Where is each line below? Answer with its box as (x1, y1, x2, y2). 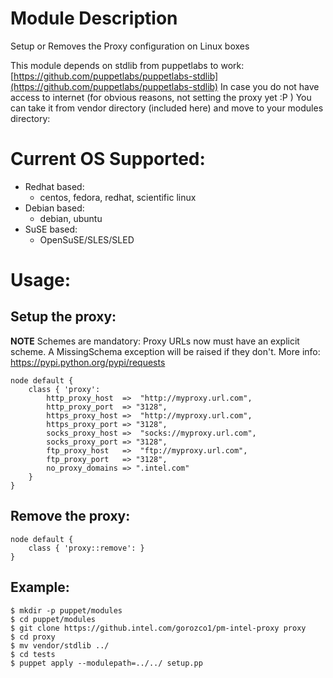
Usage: (10, 269, 72, 292)
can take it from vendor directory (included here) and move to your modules (10, 102, 324, 114)
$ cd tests (10, 649, 56, 659)
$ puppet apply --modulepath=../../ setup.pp (10, 658, 203, 668)
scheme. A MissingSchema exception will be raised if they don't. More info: (10, 345, 321, 357)
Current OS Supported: (10, 148, 206, 171)
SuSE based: (24, 223, 78, 235)
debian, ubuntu (39, 212, 103, 224)
